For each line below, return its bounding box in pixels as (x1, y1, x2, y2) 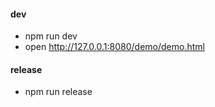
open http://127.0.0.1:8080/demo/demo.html (24, 41, 205, 53)
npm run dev (24, 30, 78, 42)
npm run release (24, 86, 93, 98)
